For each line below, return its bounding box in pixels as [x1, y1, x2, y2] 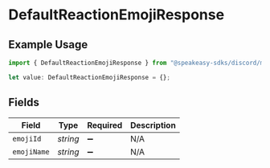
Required [87, 119, 123, 130]
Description [129, 119, 177, 130]
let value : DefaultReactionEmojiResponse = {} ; [8, 73, 171, 81]
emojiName [12, 147, 50, 156]
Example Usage [8, 38, 88, 51]
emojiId [12, 134, 42, 143]
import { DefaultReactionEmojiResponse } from [8, 59, 167, 67]
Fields [8, 96, 40, 109]
